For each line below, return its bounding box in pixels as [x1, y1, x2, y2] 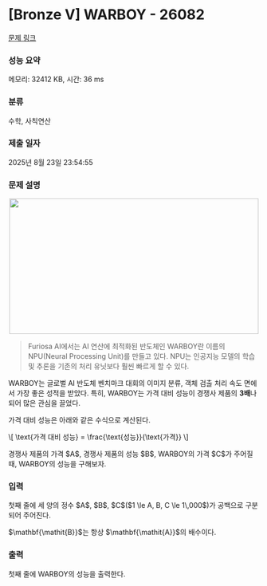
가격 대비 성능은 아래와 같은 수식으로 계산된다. [8, 415, 151, 425]
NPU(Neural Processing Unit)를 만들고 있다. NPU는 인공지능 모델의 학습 [27, 352, 256, 361]
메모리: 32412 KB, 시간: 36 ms [8, 74, 104, 85]
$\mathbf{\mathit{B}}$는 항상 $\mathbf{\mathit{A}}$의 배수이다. [8, 528, 217, 537]
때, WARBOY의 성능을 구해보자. [8, 459, 107, 469]
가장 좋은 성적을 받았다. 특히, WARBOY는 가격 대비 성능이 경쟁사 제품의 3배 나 [16, 388, 257, 398]
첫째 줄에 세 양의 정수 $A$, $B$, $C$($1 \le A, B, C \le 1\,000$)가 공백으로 [8, 501, 244, 510]
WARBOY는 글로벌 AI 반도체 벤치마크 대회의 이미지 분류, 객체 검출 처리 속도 [8, 379, 243, 388]
